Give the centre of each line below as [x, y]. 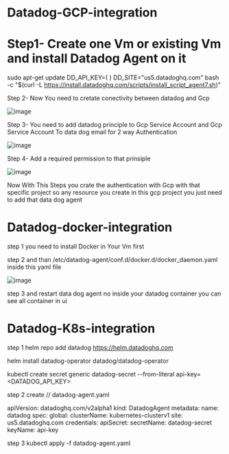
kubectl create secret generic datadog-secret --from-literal [91, 374]
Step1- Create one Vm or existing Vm [114, 44]
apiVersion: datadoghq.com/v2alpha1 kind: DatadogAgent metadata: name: [113, 408]
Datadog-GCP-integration [82, 13]
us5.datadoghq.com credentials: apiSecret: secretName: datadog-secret [110, 422]
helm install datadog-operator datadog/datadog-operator [88, 361]
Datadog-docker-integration [90, 227]
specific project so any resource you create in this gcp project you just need [115, 193]
